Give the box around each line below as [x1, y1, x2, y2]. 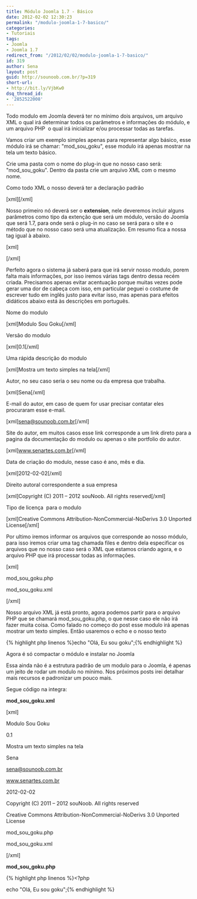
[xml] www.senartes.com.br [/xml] [6, 447, 86, 454]
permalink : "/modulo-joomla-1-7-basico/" [6, 19, 109, 25]
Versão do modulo [6, 331, 51, 339]
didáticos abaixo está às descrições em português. [6, 297, 130, 304]
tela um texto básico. [6, 148, 57, 156]
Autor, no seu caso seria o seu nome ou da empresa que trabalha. [6, 377, 166, 384]
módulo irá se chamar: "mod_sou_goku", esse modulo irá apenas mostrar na [6, 142, 191, 150]
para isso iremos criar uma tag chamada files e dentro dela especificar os [6, 539, 185, 546]
